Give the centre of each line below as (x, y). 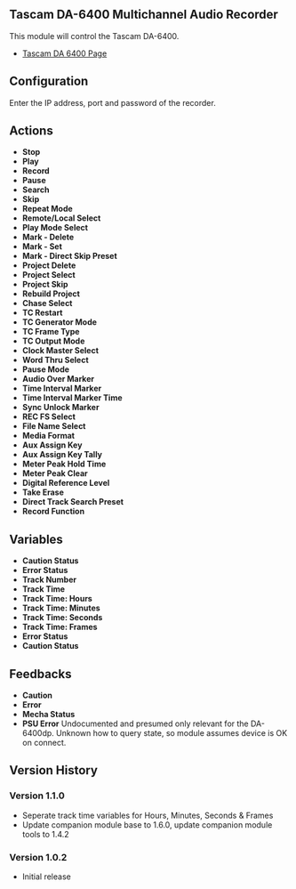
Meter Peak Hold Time (64, 464)
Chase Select (47, 303)
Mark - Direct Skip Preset (69, 256)
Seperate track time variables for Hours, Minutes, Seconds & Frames (148, 815)
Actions (31, 131)
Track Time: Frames (60, 627)
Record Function (53, 512)
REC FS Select (48, 416)
